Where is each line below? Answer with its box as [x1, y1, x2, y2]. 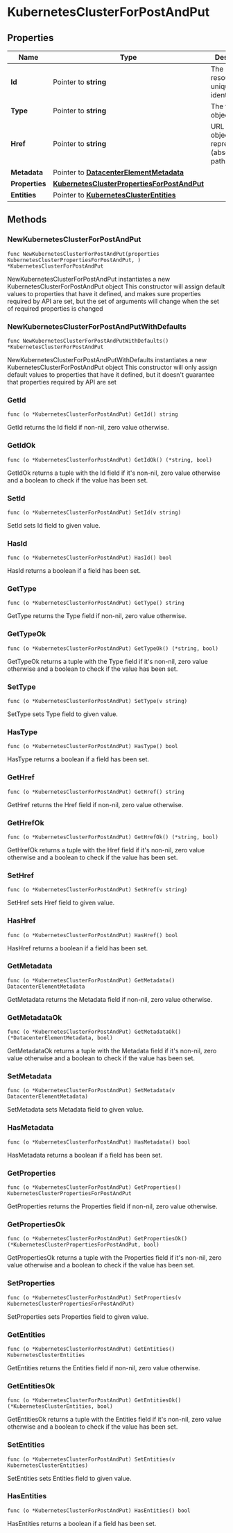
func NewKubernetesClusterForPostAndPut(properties [7, 250, 159, 257]
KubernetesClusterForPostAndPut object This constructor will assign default [7, 282, 225, 291]
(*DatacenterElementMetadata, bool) [7, 1035, 113, 1041]
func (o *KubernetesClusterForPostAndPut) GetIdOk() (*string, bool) [7, 456, 213, 463]
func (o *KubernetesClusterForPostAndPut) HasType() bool [7, 743, 178, 750]
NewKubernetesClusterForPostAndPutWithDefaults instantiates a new [7, 355, 207, 364]
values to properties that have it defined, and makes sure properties [7, 289, 201, 298]
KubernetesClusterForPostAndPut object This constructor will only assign [7, 363, 217, 371]
